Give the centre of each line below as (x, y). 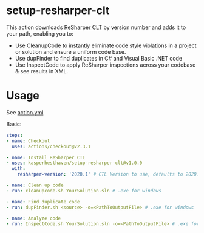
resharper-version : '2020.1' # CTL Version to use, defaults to (100, 174)
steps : (15, 135)
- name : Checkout (28, 141)
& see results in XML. (42, 71)
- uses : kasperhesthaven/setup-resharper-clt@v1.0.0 (74, 163)
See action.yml (25, 112)
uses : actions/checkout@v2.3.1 (51, 146)
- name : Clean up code (35, 185)
